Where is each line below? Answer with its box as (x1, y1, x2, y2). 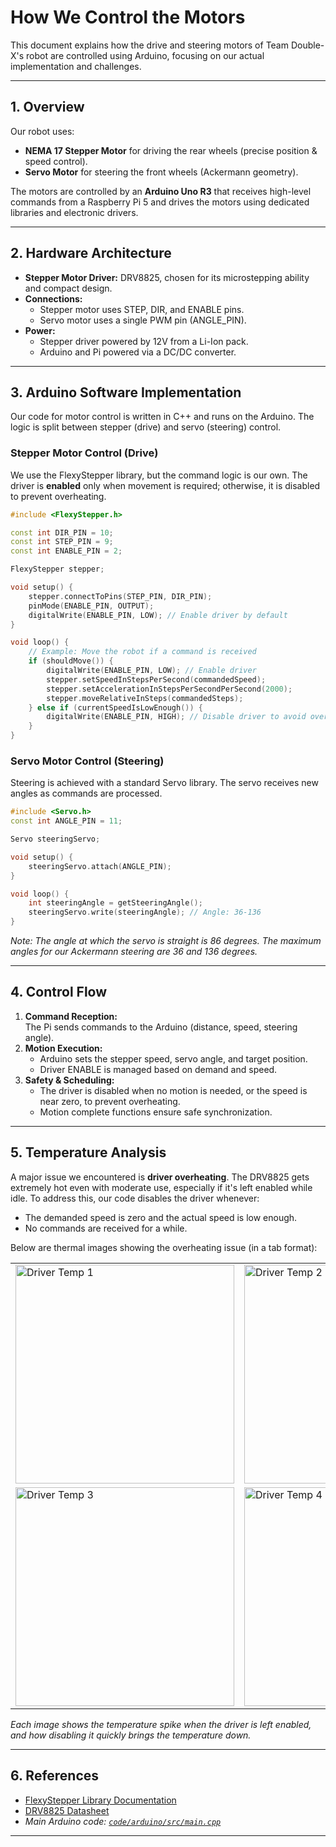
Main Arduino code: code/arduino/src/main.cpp (24, 1815, 222, 1827)
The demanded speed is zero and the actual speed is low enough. (24, 1211, 298, 1223)
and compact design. (24, 282, 113, 294)
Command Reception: (24, 1010, 118, 1022)
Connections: (24, 292, 83, 305)
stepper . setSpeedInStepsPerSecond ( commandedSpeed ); (46, 674, 267, 685)
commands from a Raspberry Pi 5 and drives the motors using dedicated (10, 196, 310, 208)
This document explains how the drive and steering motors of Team (10, 39, 289, 51)
